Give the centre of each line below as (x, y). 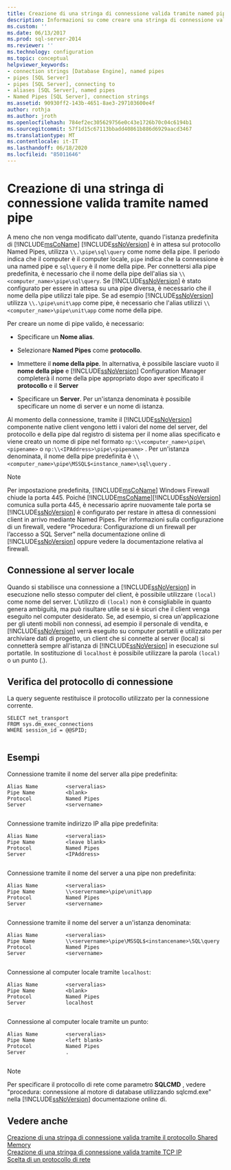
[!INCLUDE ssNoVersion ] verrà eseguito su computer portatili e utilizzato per (114, 630)
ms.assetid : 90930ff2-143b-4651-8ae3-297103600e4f (81, 103)
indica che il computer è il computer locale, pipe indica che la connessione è (115, 258)
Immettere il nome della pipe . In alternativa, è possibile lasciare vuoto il (118, 363)
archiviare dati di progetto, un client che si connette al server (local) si (106, 638)
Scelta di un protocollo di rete (49, 1160)
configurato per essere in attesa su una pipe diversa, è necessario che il (109, 288)
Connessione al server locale (71, 570)
